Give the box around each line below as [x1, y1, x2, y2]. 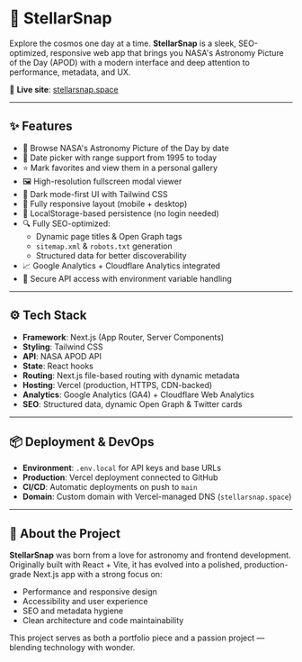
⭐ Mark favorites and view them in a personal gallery [22, 162, 218, 173]
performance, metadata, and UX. [9, 67, 131, 77]
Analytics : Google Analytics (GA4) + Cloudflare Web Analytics [22, 389, 254, 400]
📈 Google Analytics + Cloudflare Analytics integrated [22, 260, 221, 271]
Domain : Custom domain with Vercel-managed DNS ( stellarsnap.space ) [22, 491, 292, 503]
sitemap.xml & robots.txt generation [35, 240, 173, 251]
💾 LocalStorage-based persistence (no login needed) [22, 207, 220, 219]
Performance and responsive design [22, 586, 157, 597]
